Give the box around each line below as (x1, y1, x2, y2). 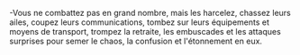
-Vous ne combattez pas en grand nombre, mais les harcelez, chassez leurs (9, 8, 291, 18)
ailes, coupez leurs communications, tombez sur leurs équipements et (9, 17, 270, 27)
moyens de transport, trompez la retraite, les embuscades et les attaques (9, 27, 281, 36)
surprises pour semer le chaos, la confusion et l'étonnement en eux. (9, 35, 263, 46)
